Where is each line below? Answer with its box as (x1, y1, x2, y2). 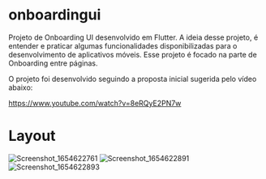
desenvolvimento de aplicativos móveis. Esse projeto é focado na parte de (8, 49, 257, 59)
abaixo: (8, 83, 33, 92)
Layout (8, 127, 56, 145)
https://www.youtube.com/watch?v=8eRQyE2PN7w (8, 98, 182, 108)
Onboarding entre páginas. (8, 58, 98, 68)
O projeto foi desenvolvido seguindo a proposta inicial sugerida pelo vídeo (8, 74, 257, 83)
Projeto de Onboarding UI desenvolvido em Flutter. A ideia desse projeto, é (8, 32, 259, 42)
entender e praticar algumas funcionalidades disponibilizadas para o (8, 40, 238, 50)
